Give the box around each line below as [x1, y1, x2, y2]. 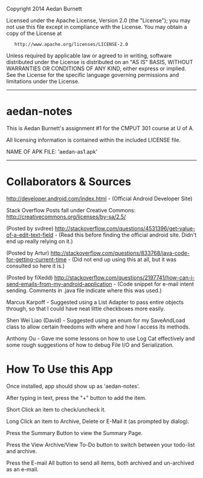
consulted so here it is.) [6, 262, 65, 269]
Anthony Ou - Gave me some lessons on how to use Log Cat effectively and [6, 335, 195, 342]
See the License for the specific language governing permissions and [6, 71, 179, 78]
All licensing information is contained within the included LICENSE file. [6, 136, 181, 143]
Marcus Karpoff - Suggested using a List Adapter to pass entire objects [6, 298, 184, 306]
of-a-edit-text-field [6, 231, 54, 238]
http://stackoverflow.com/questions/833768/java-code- [50, 249, 190, 257]
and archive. [6, 447, 37, 454]
